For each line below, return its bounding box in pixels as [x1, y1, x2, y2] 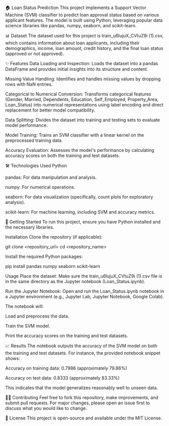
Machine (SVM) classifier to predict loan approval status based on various [5, 12, 159, 18]
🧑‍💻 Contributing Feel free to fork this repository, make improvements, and [5, 395, 159, 400]
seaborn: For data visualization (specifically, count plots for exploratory [5, 194, 153, 200]
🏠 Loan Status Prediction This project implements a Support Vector [5, 5, 146, 11]
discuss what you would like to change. [5, 405, 87, 411]
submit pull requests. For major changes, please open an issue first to [5, 400, 150, 406]
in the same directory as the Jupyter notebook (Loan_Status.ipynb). [5, 279, 145, 284]
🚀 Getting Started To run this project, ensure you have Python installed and [5, 219, 161, 225]
